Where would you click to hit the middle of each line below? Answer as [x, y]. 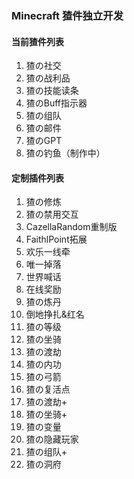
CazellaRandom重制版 [71, 227]
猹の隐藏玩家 [52, 439]
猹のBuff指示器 [56, 103]
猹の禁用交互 [52, 214]
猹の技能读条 [52, 91]
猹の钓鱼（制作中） [65, 153]
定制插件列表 [37, 178]
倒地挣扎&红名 [55, 314]
